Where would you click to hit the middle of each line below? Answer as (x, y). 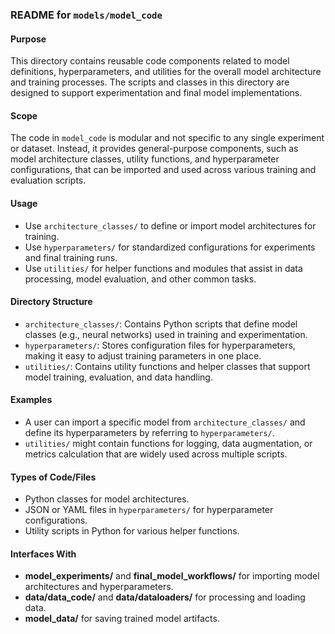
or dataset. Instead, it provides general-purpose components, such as (154, 149)
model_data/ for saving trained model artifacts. (122, 619)
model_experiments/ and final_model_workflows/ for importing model (172, 576)
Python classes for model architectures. (107, 499)
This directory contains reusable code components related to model (150, 61)
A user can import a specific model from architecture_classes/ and (165, 422)
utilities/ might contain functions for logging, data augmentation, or (168, 443)
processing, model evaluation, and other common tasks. (140, 279)
